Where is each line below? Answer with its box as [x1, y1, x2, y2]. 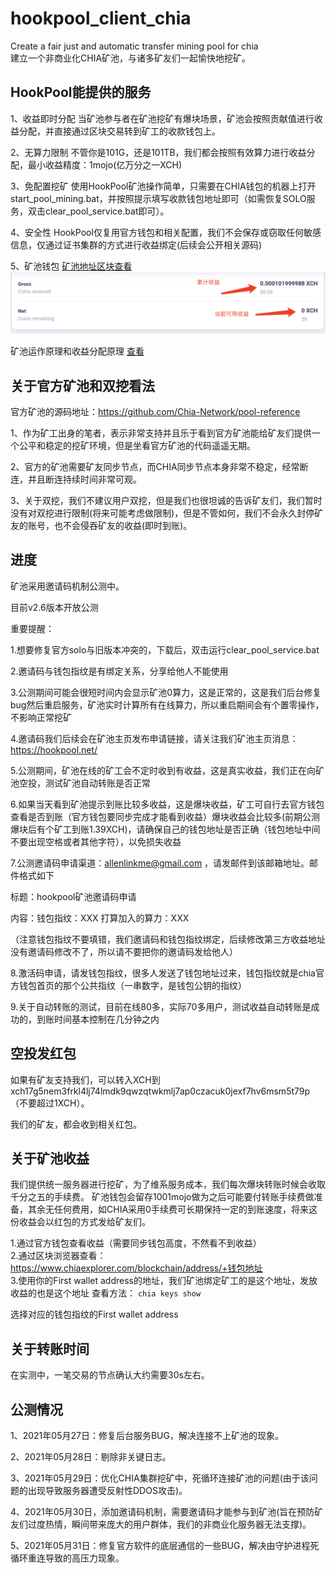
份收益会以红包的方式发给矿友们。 [10, 1216, 151, 1228]
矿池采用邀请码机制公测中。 [10, 580, 125, 592]
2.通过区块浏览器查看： [10, 1250, 107, 1262]
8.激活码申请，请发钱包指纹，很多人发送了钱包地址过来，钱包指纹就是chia [10, 967, 316, 979]
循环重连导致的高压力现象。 [10, 1552, 125, 1564]
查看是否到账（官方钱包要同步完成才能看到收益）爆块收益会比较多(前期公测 [10, 810, 321, 822]
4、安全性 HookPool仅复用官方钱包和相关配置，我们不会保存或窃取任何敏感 [10, 226, 322, 238]
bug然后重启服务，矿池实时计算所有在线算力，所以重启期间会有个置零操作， [10, 698, 325, 711]
